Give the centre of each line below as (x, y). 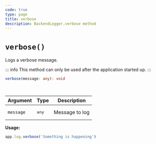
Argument (20, 101)
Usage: (13, 128)
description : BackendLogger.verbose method (51, 24)
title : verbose (21, 19)
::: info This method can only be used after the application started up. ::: (78, 70)
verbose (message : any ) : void (35, 79)
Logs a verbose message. (31, 60)
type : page (16, 14)
